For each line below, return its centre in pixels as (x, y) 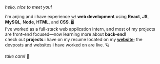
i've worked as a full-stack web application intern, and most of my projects (80, 29)
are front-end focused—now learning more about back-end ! (66, 34)
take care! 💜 (17, 56)
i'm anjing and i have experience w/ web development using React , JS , (77, 16)
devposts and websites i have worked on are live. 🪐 (57, 45)
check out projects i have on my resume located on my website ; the (74, 39)
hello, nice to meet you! (29, 7)
